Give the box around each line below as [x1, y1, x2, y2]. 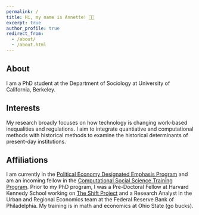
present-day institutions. [6, 138, 67, 145]
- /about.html [11, 42, 46, 48]
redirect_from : [6, 31, 44, 37]
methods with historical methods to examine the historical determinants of [6, 131, 189, 138]
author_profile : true [6, 25, 60, 31]
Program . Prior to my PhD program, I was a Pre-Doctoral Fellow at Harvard [6, 184, 189, 191]
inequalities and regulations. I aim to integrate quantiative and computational [6, 125, 194, 132]
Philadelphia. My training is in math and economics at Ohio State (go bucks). [6, 203, 194, 210]
